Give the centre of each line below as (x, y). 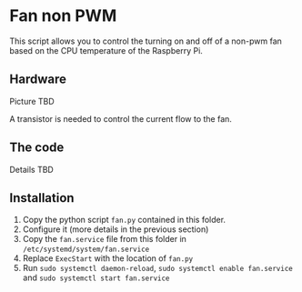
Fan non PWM (63, 16)
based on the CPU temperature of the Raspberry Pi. (106, 50)
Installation (42, 198)
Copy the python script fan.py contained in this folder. (124, 220)
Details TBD (32, 169)
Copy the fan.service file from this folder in (104, 239)
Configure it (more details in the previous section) (116, 229)
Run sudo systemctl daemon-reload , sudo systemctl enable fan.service (157, 268)
